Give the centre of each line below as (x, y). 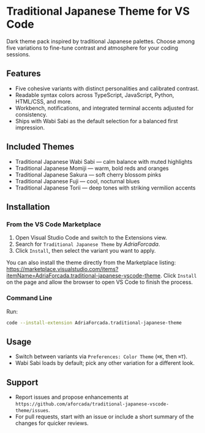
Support (22, 382)
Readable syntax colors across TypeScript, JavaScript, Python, (95, 95)
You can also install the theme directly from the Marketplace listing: (91, 262)
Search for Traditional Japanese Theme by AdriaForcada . (88, 244)
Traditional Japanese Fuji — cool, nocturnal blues (77, 181)
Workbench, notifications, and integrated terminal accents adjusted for (104, 108)
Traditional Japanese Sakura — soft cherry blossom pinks (88, 174)
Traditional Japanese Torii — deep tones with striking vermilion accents (105, 188)
